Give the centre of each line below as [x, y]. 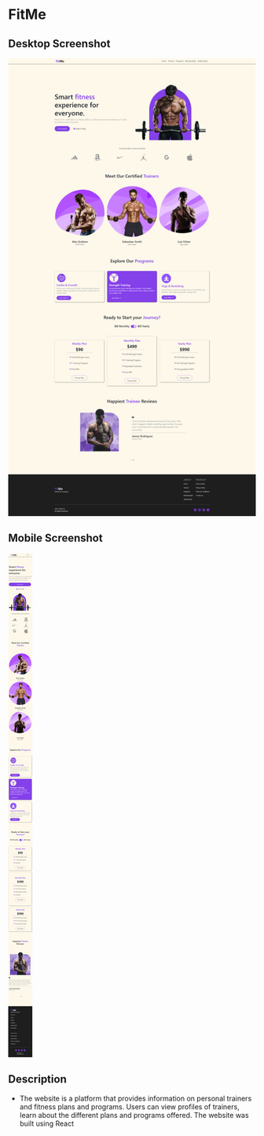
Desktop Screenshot [59, 44]
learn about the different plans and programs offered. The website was [134, 1115]
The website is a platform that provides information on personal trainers [136, 1098]
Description [37, 1080]
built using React [47, 1123]
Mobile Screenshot [56, 538]
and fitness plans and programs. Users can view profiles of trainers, [129, 1106]
